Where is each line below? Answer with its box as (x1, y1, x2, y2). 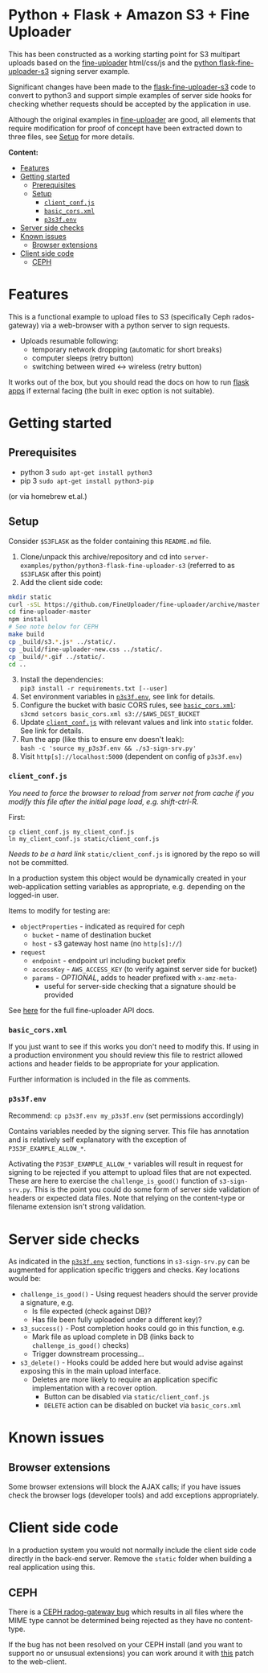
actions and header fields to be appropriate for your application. (8, 1059, 220, 1069)
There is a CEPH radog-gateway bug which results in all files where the (8, 1607, 244, 1617)
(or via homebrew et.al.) (8, 491, 87, 501)
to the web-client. (8, 1657, 67, 1667)
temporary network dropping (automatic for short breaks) (31, 344, 222, 354)
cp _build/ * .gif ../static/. (8, 653, 106, 661)
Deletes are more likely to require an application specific (31, 1374, 218, 1385)
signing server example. (51, 66, 131, 76)
